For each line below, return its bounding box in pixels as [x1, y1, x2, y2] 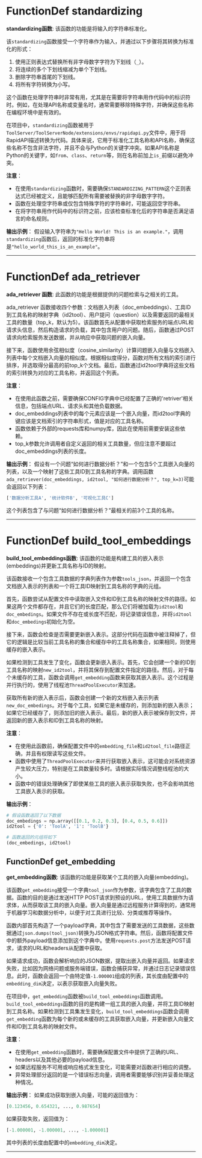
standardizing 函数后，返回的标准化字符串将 [6, 235, 115, 242]
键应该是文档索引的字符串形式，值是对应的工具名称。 [14, 417, 147, 425]
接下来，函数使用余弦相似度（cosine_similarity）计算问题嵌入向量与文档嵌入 [6, 346, 195, 353]
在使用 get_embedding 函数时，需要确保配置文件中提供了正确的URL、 [14, 1048, 182, 1055]
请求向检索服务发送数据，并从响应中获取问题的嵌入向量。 [6, 334, 148, 341]
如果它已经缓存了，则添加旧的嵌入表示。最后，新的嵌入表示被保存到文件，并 [6, 709, 196, 716]
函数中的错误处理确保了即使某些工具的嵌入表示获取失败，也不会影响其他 [14, 780, 194, 787]
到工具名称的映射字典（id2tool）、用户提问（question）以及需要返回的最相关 [6, 311, 195, 318]
